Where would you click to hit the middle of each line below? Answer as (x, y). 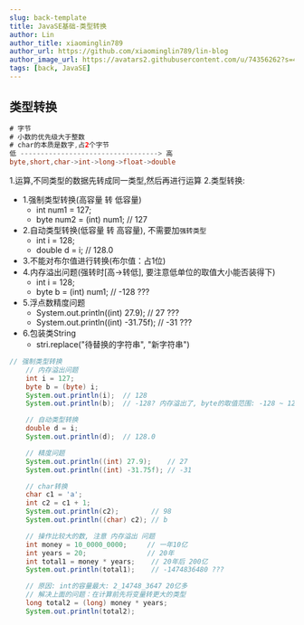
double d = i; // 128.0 (75, 251)
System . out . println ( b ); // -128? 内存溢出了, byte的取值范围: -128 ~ (155, 403)
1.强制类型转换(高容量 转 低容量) (82, 200)
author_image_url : (44, 60)
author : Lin (32, 34)
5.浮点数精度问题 (54, 303)
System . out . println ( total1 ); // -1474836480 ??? (125, 570)
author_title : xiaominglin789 (66, 43)
